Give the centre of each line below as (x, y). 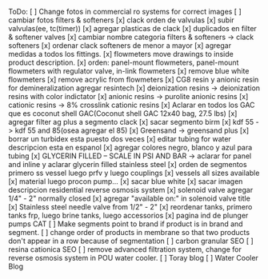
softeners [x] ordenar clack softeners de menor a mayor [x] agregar (120, 46)
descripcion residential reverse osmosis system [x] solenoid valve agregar (131, 190)
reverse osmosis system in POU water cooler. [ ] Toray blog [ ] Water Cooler (133, 258)
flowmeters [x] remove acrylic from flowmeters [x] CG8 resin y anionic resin (134, 80)
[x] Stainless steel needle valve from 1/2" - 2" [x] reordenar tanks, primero (130, 207)
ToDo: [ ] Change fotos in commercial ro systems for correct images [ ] (125, 12)
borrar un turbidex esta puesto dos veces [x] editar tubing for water (120, 139)
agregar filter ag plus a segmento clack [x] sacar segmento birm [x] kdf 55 (131, 122)
